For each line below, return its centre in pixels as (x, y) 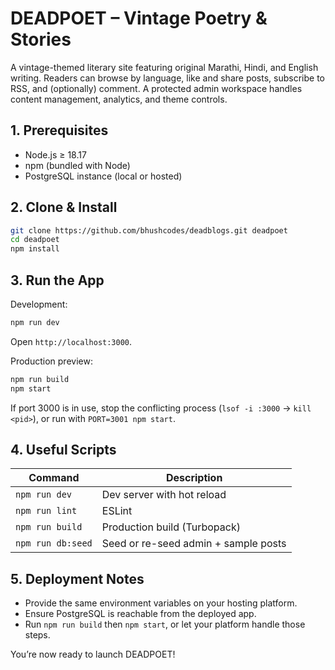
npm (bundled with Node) (77, 165)
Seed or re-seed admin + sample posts (194, 544)
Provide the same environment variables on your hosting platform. (161, 603)
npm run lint (46, 511)
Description (194, 478)
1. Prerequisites (59, 130)
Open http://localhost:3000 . (71, 341)
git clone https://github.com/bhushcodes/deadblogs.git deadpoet (149, 230)
